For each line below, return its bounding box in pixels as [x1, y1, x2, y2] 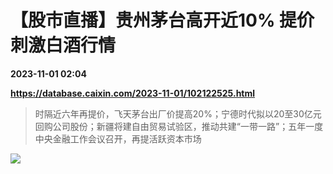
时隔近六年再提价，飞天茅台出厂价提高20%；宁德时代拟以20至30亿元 [34, 107, 322, 120]
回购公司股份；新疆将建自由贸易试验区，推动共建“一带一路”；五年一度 [34, 120, 324, 132]
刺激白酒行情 [10, 34, 117, 57]
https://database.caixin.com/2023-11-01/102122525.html [10, 87, 256, 99]
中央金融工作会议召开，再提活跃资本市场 [34, 132, 202, 145]
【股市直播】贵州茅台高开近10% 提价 [10, 9, 315, 32]
